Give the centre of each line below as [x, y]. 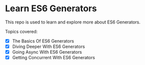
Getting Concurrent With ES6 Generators [54, 58]
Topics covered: [21, 31]
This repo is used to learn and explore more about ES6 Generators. [73, 22]
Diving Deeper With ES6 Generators [48, 46]
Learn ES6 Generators [51, 9]
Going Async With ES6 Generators [47, 52]
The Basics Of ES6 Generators [43, 41]
